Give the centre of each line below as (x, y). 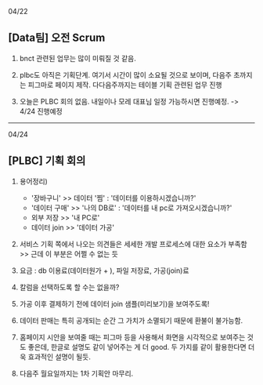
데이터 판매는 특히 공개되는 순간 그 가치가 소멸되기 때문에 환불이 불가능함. (131, 320)
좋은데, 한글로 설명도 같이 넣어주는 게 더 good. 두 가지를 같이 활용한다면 (137, 347)
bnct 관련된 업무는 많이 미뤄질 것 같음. (78, 58)
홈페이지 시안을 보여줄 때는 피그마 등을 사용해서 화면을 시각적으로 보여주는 (132, 337)
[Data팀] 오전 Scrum (57, 38)
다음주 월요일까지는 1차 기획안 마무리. (76, 373)
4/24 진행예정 (41, 111)
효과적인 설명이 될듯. (59, 357)
